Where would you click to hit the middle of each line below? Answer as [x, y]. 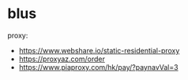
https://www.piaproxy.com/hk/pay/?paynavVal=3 [98, 67]
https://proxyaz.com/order [62, 59]
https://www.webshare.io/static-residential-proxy [99, 50]
